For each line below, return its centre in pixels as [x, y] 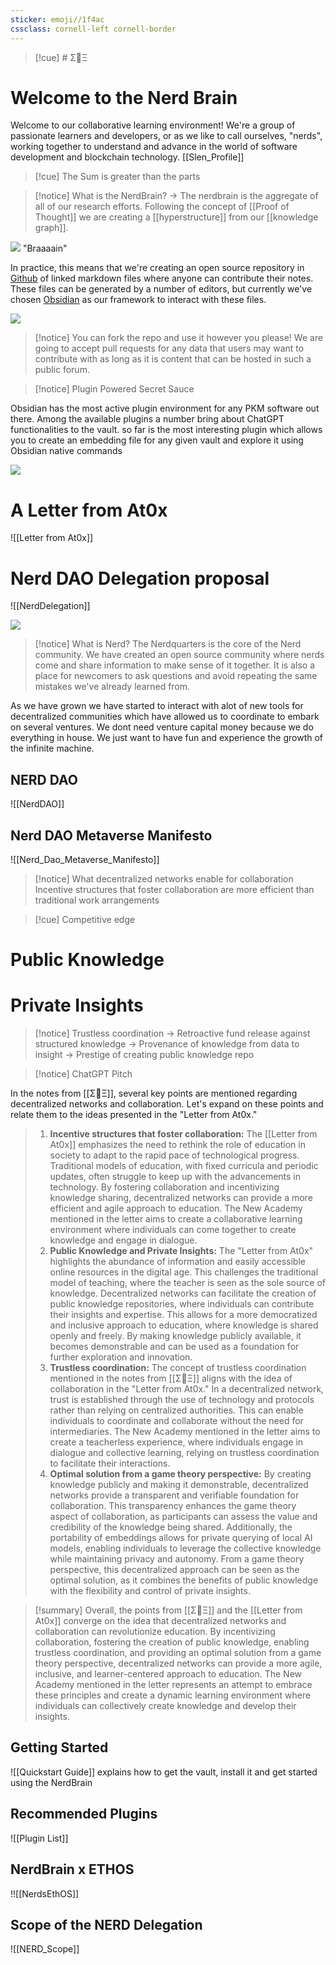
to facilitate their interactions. [110, 1463]
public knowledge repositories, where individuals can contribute [182, 1304]
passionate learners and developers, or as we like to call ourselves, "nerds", [166, 136]
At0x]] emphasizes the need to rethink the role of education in [177, 1145]
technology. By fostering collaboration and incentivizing [164, 1187]
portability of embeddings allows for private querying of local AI [181, 1538]
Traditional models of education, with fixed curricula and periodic [184, 1166]
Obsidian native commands [66, 451]
